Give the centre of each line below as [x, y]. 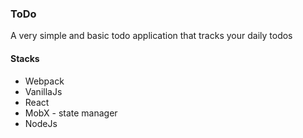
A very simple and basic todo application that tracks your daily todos [151, 36]
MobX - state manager [71, 113]
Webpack [44, 81]
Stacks [25, 58]
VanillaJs [43, 91]
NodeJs [41, 123]
